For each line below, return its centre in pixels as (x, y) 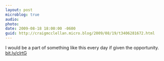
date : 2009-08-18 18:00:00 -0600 (40, 29)
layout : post (19, 10)
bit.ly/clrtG (16, 53)
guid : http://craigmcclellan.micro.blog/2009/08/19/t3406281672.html (80, 33)
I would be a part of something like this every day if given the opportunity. (82, 48)
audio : (12, 19)
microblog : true (22, 15)
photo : (12, 24)
